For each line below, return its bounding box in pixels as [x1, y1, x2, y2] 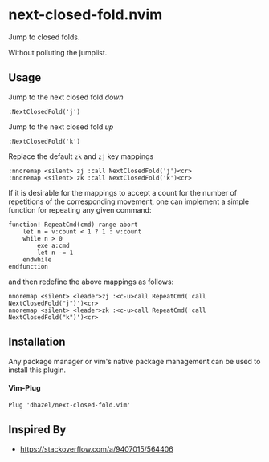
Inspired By [8, 423, 67, 436]
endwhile [22, 255, 52, 264]
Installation [8, 335, 66, 349]
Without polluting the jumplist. [8, 47, 108, 57]
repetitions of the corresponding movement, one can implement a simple [8, 197, 250, 206]
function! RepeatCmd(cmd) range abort [8, 221, 138, 229]
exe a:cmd [37, 241, 70, 249]
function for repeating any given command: [8, 205, 152, 214]
